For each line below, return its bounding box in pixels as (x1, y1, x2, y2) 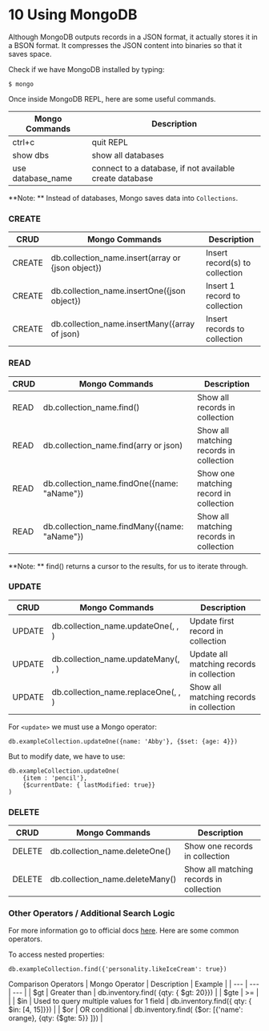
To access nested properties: (8, 950, 105, 960)
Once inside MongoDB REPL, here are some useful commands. (8, 94, 216, 103)
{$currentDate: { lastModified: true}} (22, 780, 156, 789)
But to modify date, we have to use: (8, 751, 126, 761)
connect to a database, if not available (91, 162, 235, 174)
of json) (50, 328, 80, 339)
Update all (189, 648, 228, 660)
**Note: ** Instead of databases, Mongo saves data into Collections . (8, 193, 239, 203)
